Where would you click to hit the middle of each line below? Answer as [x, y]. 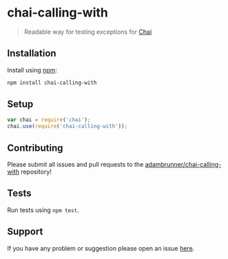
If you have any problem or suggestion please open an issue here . [101, 248]
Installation [32, 53]
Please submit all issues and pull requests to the [75, 164]
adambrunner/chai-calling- [183, 164]
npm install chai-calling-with [52, 83]
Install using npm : [32, 70]
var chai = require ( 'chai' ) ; [49, 120]
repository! [36, 172]
